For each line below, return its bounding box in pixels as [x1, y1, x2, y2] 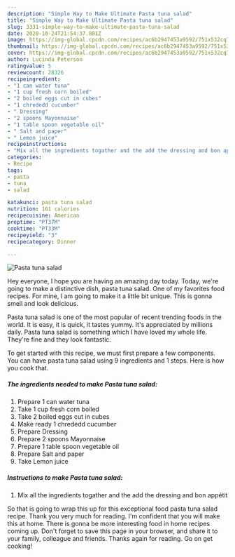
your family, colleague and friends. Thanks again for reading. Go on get [7, 535, 213, 543]
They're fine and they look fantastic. [7, 335, 112, 344]
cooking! [7, 542, 33, 551]
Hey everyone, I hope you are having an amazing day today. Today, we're [7, 277, 219, 286]
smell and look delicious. [7, 300, 78, 308]
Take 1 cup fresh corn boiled [17, 405, 100, 414]
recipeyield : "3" [7, 231, 58, 239]
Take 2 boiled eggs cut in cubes [17, 412, 110, 421]
